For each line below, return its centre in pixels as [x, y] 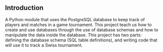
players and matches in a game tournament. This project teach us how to [79, 25]
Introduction [24, 8]
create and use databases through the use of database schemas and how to [82, 30]
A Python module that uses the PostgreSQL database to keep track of [75, 19]
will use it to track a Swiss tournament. [44, 45]
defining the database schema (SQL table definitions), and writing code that [81, 40]
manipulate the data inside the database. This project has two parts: [73, 35]
